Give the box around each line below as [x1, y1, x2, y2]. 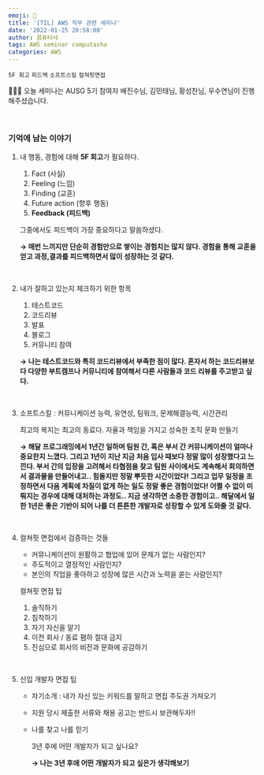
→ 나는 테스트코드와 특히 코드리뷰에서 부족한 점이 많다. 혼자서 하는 [19, 356, 221, 367]
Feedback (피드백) [31, 208, 91, 218]
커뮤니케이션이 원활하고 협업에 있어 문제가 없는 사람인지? [31, 550, 206, 560]
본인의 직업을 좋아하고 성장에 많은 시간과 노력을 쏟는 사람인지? [31, 569, 223, 579]
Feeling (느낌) [31, 179, 76, 188]
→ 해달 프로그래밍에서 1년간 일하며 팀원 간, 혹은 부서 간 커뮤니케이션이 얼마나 [19, 442, 254, 452]
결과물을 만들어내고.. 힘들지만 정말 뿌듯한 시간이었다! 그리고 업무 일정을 [27, 471, 245, 481]
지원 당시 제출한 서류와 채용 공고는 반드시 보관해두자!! [31, 708, 195, 717]
